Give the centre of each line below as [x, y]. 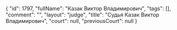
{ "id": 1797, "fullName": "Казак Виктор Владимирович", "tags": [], [88, 9]
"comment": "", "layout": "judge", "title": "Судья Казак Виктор [82, 15]
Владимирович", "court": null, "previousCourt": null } [71, 21]
